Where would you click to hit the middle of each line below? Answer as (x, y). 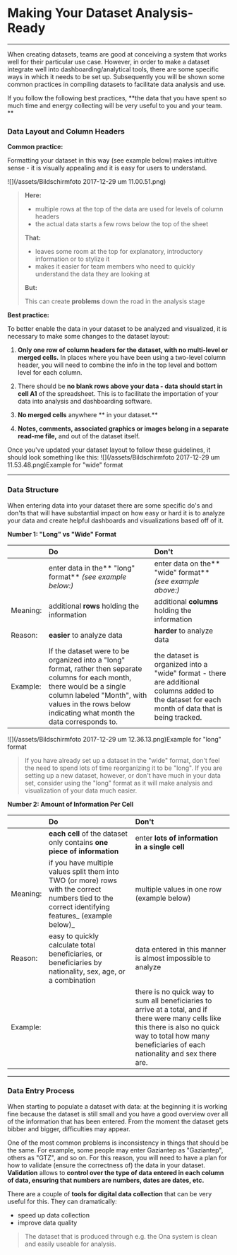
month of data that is (189, 708)
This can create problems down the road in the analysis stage (115, 301)
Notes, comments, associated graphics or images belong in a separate (123, 428)
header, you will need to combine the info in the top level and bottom (117, 365)
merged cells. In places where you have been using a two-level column (121, 358)
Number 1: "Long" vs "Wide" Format (62, 534)
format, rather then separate (95, 668)
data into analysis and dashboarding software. (85, 402)
